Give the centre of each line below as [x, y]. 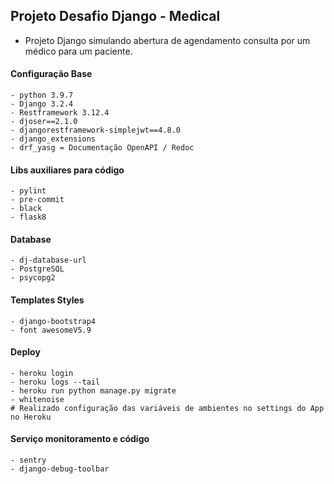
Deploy [25, 352]
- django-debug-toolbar [60, 469]
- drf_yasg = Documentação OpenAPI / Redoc [102, 148]
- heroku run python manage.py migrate [93, 390]
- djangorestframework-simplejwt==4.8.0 [96, 130]
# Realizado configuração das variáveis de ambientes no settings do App [167, 408]
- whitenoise [37, 399]
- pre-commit [37, 200]
